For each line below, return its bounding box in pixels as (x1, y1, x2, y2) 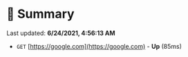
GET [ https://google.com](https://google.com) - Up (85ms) (16, 42, 182, 50)
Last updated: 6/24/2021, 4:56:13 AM (6, 29, 115, 37)
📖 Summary (6, 6, 75, 22)
